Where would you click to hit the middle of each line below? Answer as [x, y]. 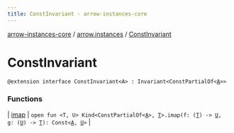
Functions [25, 99]
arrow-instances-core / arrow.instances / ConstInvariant [89, 34]
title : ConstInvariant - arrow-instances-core [77, 14]
